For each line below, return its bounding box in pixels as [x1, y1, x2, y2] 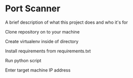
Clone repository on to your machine [5, 29, 80, 35]
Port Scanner [5, 3, 61, 14]
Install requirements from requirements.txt [5, 48, 91, 54]
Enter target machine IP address [5, 67, 71, 73]
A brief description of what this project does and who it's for [5, 19, 128, 25]
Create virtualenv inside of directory [5, 38, 79, 44]
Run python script [5, 57, 42, 63]
